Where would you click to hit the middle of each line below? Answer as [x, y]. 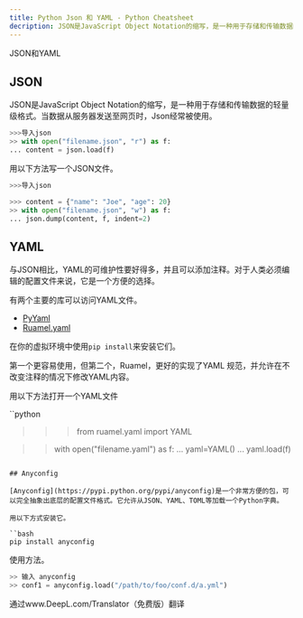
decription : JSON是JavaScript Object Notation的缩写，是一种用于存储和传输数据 [151, 26]
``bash [22, 534]
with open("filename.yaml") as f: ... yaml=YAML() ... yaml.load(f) [172, 449]
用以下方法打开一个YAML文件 [64, 396]
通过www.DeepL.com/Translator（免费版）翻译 [97, 604]
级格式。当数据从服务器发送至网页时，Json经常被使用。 [114, 116]
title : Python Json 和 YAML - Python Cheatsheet [101, 18]
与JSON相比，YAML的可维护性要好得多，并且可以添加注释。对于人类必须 [146, 270]
